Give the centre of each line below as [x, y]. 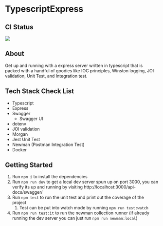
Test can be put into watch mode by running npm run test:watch [84, 208]
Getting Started [29, 165]
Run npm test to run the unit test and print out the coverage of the [78, 197]
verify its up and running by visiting [47, 187]
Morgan [20, 134]
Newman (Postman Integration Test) [48, 144]
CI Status [19, 27]
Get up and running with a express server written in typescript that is [74, 65]
